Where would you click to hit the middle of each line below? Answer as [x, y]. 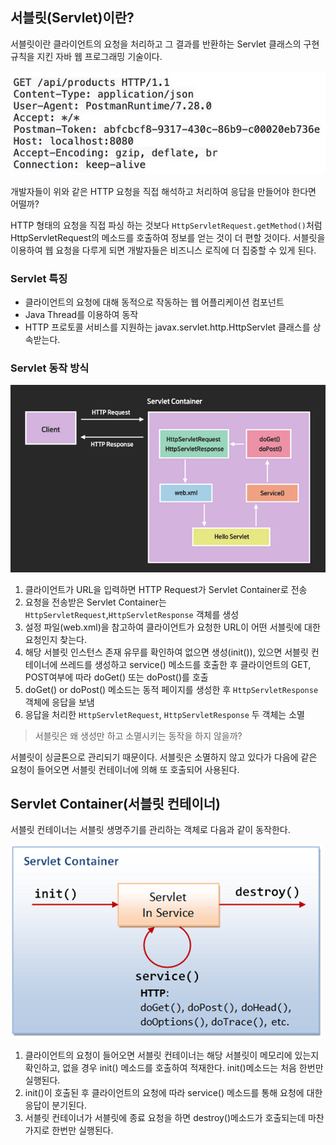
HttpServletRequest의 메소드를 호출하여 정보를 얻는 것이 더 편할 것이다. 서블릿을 [168, 237]
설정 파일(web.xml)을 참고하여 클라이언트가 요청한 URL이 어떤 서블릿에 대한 [172, 627]
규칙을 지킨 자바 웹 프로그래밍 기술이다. [86, 56]
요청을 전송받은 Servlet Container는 [95, 602]
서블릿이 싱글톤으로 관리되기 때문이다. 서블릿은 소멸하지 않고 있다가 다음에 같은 [164, 757]
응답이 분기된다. [55, 1105]
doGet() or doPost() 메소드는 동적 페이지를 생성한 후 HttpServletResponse [171, 689]
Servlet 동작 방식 [50, 368]
